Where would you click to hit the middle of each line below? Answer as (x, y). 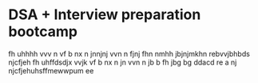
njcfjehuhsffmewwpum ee (51, 70)
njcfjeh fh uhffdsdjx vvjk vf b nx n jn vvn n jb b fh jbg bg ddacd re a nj (123, 62)
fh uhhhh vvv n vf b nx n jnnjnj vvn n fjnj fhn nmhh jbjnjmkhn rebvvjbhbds (129, 53)
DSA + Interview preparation (105, 15)
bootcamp (43, 32)
